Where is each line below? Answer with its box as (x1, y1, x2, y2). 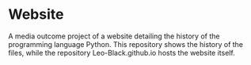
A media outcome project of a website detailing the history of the (8, 31, 220, 41)
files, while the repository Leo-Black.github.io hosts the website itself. (8, 48, 235, 57)
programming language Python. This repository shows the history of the (8, 39, 244, 49)
